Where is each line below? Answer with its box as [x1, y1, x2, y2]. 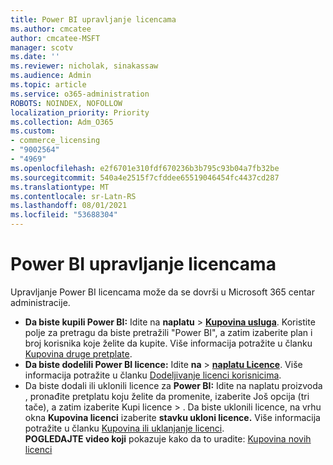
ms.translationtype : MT [10, 182, 110, 192]
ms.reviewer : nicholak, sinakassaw [10, 61, 159, 71]
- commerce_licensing [10, 136, 101, 146]
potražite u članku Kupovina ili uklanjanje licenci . [24, 422, 225, 434]
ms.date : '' [10, 52, 60, 62]
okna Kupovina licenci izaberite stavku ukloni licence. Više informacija [24, 411, 321, 423]
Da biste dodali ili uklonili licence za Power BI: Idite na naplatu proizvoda [24, 379, 323, 391]
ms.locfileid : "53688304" [10, 210, 118, 220]
